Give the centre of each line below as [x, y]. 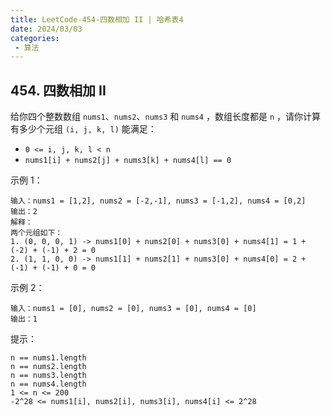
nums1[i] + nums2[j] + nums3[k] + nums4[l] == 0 [128, 161]
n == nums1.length [48, 358]
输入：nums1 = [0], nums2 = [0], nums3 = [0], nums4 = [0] [133, 309]
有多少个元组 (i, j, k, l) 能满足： [83, 129]
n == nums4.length [48, 384]
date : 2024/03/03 [46, 29]
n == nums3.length [48, 376]
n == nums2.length [48, 367]
